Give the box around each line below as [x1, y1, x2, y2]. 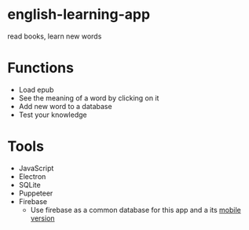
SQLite [18, 180, 41, 189]
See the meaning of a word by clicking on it [18, 93, 159, 103]
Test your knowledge [18, 110, 87, 119]
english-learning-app [7, 5, 151, 24]
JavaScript [18, 163, 54, 173]
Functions [7, 59, 74, 77]
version [30, 214, 56, 223]
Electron [18, 171, 46, 181]
